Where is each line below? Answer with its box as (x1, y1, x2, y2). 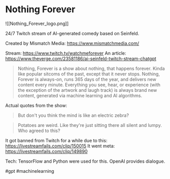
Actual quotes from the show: (5, 102, 67, 108)
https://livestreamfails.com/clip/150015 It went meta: (5, 143, 115, 149)
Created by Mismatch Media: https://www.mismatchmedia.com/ (5, 40, 139, 46)
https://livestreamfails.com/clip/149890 (5, 148, 88, 154)
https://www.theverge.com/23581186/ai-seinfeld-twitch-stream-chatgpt (5, 55, 157, 62)
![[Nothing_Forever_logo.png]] (5, 20, 69, 27)
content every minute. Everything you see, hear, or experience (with (17, 82, 161, 88)
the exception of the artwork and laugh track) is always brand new (17, 87, 157, 93)
